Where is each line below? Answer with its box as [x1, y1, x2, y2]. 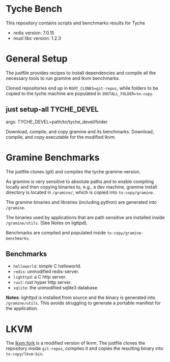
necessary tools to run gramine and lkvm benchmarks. [6, 75, 120, 81]
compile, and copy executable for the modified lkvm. [6, 134, 116, 140]
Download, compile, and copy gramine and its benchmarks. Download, [6, 128, 154, 135]
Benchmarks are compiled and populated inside [6, 229, 106, 235]
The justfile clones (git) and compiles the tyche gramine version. [6, 168, 141, 174]
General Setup [6, 53, 68, 65]
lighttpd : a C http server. [13, 274, 67, 280]
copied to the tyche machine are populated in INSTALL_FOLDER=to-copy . [6, 90, 154, 97]
